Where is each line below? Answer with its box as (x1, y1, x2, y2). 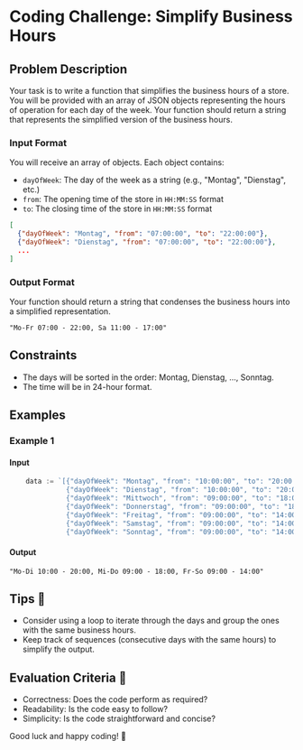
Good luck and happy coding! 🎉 (9, 731, 126, 742)
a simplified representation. (9, 305, 111, 317)
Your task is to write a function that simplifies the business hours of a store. (9, 86, 289, 96)
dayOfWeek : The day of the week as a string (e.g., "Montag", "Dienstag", (22, 174, 287, 186)
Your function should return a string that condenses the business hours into (9, 296, 290, 307)
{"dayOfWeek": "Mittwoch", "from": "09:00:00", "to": (66, 494, 272, 503)
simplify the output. (22, 644, 95, 655)
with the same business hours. (22, 625, 137, 635)
